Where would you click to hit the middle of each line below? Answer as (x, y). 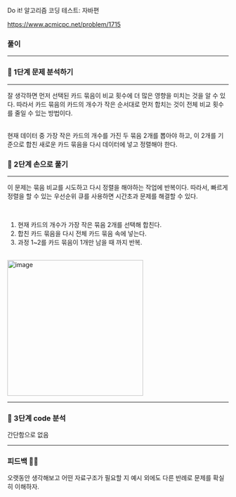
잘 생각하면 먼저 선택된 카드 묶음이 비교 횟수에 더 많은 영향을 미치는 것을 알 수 (113, 95)
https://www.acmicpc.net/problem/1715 (64, 24)
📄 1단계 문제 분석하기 (40, 72)
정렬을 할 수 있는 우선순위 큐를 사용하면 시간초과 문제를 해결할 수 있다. (103, 196)
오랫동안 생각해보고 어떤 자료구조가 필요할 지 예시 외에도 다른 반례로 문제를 (110, 478)
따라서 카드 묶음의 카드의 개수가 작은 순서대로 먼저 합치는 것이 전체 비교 (114, 104)
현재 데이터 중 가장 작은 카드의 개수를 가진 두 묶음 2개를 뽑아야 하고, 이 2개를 (112, 135)
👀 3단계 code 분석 (37, 418)
